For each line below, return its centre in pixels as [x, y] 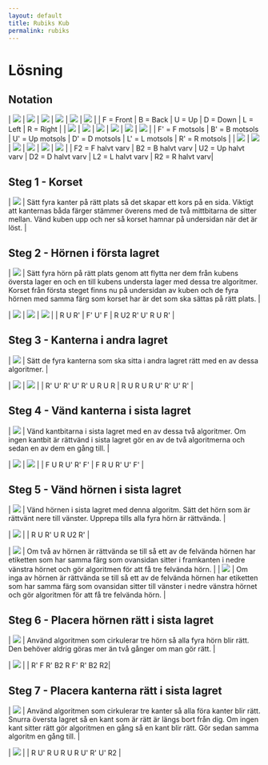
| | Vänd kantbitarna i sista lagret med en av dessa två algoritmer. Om [127, 431]
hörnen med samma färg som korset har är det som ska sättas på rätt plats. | [135, 298]
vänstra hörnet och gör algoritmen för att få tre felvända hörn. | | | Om [128, 570]
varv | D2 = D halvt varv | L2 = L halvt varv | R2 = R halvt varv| [111, 157]
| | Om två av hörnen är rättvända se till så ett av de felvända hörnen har [132, 551]
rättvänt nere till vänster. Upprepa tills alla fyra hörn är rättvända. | [117, 519]
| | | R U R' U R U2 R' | [49, 535]
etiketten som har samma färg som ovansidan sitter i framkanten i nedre [127, 560]
